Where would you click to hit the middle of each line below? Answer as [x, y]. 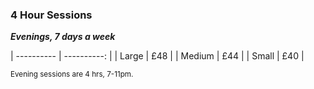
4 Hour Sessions [51, 15]
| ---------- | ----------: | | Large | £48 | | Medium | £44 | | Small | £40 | [157, 56]
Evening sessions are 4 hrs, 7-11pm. [72, 74]
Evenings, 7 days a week [63, 37]
